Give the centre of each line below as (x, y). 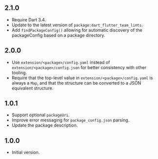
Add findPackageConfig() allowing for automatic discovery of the (77, 30)
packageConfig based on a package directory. (58, 35)
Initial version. (26, 152)
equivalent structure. (32, 88)
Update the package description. (45, 125)
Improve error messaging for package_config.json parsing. (70, 120)
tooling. (19, 72)
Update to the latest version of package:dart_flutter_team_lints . (77, 25)
